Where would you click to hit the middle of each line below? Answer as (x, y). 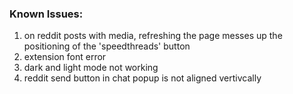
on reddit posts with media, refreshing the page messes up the (153, 36)
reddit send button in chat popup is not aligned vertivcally (142, 78)
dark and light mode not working (91, 68)
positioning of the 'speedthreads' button (107, 46)
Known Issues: (46, 14)
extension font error (65, 57)
